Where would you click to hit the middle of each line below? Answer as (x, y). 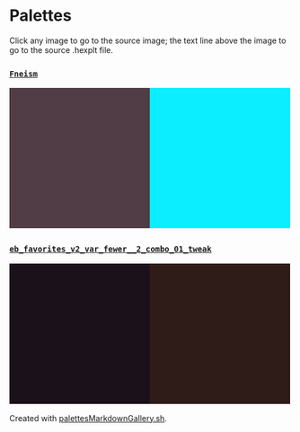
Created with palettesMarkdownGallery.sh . (88, 418)
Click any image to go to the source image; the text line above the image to (148, 40)
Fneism (24, 74)
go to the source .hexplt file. (62, 49)
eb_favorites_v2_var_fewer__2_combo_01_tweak (111, 249)
